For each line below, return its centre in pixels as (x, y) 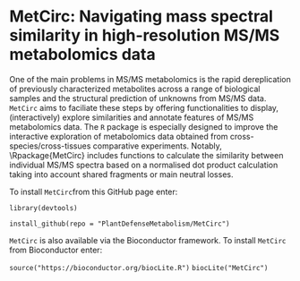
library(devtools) (43, 208)
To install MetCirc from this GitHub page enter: (94, 192)
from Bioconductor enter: (56, 250)
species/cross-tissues (50, 146)
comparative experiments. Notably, (157, 146)
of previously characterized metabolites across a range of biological (135, 89)
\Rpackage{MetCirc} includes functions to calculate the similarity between (146, 155)
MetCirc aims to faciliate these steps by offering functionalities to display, (144, 107)
